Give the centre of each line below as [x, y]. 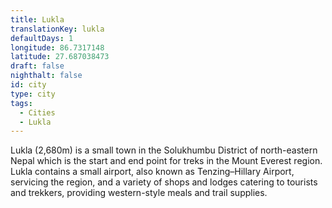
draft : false [37, 66]
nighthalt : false [46, 76]
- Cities [37, 112]
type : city [33, 94]
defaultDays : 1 [42, 38]
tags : [21, 103]
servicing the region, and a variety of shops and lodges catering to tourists [164, 182]
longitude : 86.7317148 [57, 47]
